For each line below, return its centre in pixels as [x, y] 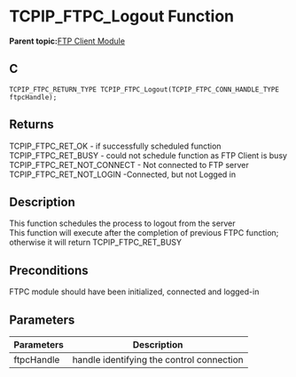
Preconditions [49, 270]
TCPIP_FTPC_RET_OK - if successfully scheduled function [115, 146]
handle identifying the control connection [158, 360]
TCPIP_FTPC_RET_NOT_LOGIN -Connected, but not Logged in [123, 174]
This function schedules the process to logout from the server [122, 223]
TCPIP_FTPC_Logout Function [122, 16]
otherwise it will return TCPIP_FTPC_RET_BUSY [96, 243]
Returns [32, 125]
